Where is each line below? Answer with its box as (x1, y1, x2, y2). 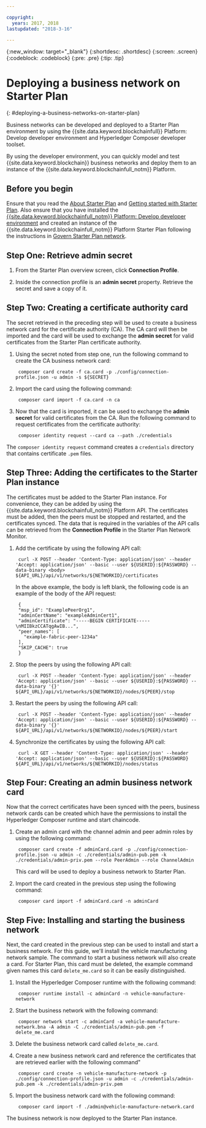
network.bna (15, 1024, 46, 1030)
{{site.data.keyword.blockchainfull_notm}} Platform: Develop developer (6, 213, 186, 220)
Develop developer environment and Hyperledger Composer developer (6, 134, 186, 142)
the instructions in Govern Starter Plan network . (6, 233, 127, 240)
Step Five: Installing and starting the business (6, 915, 185, 925)
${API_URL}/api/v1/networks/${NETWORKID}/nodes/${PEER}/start (15, 727, 178, 733)
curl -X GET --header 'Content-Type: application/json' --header (18, 750, 189, 756)
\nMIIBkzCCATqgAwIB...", (15, 623, 79, 629)
